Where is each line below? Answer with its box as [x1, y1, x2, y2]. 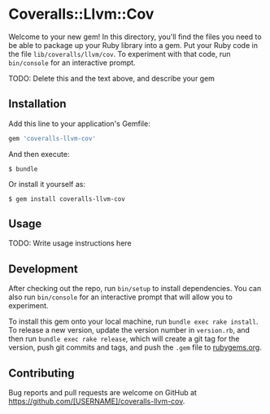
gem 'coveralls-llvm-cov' [8, 134, 96, 142]
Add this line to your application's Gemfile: [8, 119, 150, 129]
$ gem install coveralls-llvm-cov [8, 194, 126, 203]
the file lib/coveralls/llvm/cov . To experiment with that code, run [8, 49, 231, 59]
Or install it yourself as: [8, 179, 85, 189]
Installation [8, 97, 67, 111]
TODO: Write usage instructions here [8, 238, 132, 248]
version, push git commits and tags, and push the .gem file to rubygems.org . [8, 342, 263, 352]
